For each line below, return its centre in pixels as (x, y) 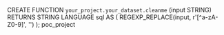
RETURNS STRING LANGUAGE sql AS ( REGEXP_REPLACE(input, (99, 17)
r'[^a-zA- (205, 17)
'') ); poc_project (52, 24)
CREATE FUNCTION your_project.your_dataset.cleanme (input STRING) (110, 10)
